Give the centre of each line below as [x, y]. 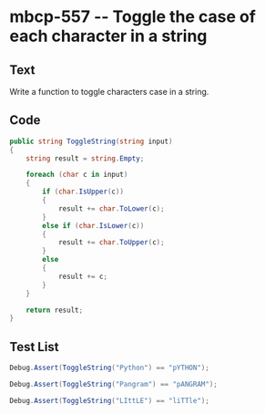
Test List [34, 347]
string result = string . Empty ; [85, 158]
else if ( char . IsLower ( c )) [93, 225]
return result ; [55, 310]
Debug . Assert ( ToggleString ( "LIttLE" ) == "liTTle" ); [109, 400]
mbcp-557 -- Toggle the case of [133, 17]
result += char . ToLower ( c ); [112, 208]
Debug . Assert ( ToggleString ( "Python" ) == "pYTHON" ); [109, 368]
